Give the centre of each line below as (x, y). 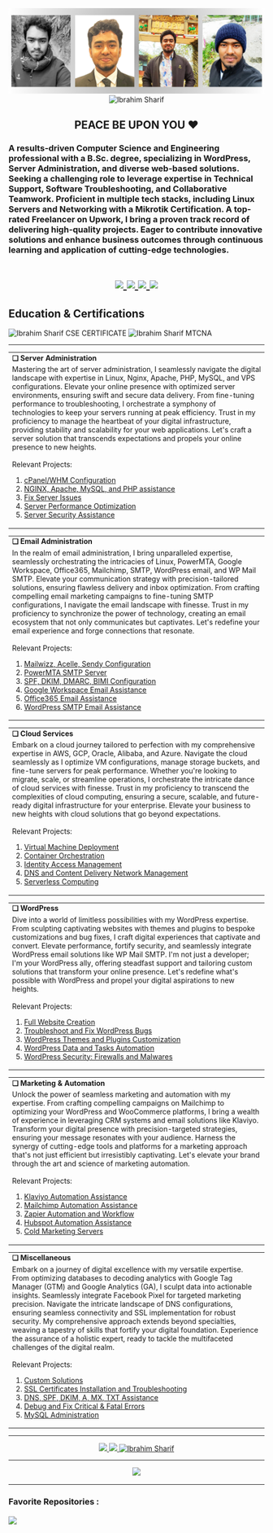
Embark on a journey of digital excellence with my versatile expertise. (128, 1269)
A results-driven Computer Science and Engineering (114, 148)
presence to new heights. (54, 447)
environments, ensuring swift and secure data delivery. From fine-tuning (133, 396)
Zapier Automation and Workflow (79, 1214)
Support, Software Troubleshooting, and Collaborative (118, 189)
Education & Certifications (76, 313)
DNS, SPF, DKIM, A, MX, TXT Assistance (91, 1397)
